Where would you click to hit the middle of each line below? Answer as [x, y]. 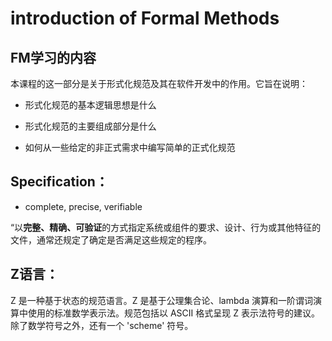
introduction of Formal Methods [145, 18]
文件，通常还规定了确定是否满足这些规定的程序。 [111, 239]
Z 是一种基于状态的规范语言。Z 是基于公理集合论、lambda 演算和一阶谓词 [161, 300]
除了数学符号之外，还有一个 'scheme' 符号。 [102, 325]
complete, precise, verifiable [83, 206]
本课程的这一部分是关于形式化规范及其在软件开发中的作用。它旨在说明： [159, 83]
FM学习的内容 [53, 57]
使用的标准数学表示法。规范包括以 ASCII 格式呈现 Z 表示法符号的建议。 [173, 313]
